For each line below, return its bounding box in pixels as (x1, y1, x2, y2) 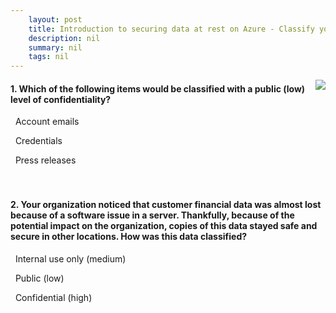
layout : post (28, 14, 83, 25)
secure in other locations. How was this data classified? (10, 230, 248, 242)
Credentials (14, 135, 63, 147)
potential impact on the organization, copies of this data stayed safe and (10, 219, 318, 231)
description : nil (28, 33, 101, 43)
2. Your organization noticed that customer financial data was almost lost (10, 198, 322, 210)
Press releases (14, 154, 77, 166)
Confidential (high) (14, 291, 93, 303)
